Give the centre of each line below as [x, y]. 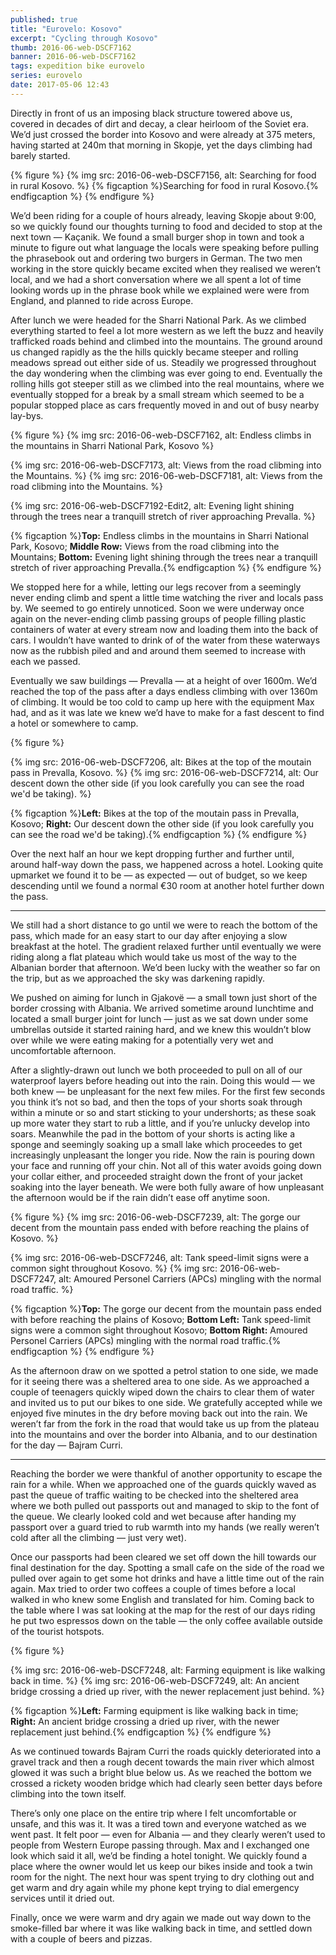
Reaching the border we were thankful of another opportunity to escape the [166, 1473]
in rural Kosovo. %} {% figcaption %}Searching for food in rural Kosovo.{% [164, 185]
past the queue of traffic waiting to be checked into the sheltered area [154, 1495]
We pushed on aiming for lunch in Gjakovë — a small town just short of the [164, 997]
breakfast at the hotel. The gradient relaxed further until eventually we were [166, 946]
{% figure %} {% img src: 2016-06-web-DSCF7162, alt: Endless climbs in [161, 435]
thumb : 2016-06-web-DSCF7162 [71, 47]
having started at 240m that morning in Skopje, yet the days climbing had [161, 145]
